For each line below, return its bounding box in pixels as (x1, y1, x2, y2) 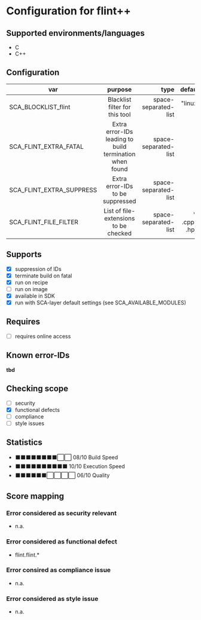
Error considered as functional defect (6, 537, 118, 546)
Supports (6, 249, 42, 259)
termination (103, 149, 136, 158)
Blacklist (107, 95, 132, 103)
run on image (14, 285, 48, 292)
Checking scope (6, 384, 69, 394)
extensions (103, 214, 135, 222)
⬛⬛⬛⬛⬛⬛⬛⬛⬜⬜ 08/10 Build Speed (14, 453, 118, 461)
